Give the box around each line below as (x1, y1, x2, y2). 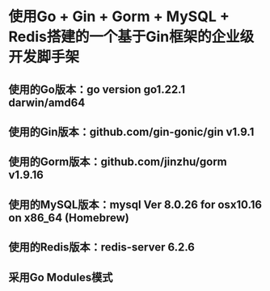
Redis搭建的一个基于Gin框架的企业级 (8, 27, 255, 46)
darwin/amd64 (8, 95, 86, 109)
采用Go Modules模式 (8, 270, 113, 284)
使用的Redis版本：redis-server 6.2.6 (8, 240, 196, 255)
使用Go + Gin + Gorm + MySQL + (8, 7, 230, 26)
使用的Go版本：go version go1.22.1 (8, 82, 186, 96)
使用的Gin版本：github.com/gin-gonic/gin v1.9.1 (8, 124, 255, 138)
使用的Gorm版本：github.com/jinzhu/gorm (8, 155, 228, 169)
